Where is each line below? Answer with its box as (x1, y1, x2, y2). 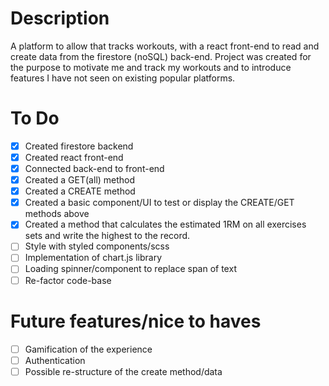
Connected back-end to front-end (24, 163, 165, 174)
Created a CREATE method (24, 185, 136, 197)
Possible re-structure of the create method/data (24, 365, 223, 377)
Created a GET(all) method (24, 174, 136, 186)
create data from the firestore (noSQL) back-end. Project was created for (10, 50, 312, 62)
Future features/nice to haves (10, 310, 262, 332)
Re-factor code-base (24, 274, 112, 286)
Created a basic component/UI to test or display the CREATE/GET (24, 197, 295, 209)
